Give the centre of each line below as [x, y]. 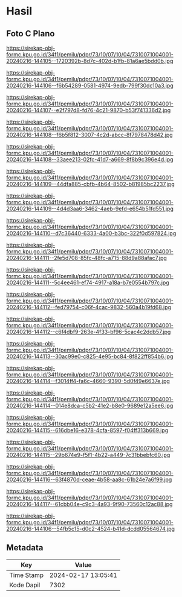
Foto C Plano [31, 34]
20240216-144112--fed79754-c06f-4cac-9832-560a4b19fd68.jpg [89, 307]
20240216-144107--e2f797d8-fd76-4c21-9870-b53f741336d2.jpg [89, 110]
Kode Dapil [25, 585]
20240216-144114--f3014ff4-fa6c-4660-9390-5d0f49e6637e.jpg [88, 381]
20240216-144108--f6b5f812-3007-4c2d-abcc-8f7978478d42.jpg [90, 135]
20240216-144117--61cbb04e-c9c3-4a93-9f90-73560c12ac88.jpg [89, 504]
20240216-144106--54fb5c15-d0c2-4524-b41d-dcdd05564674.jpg [91, 529]
